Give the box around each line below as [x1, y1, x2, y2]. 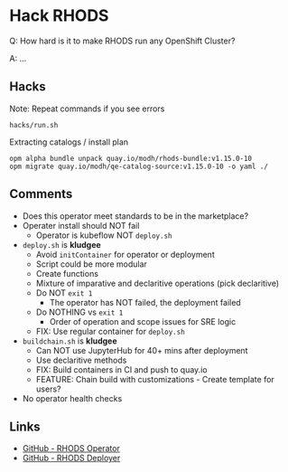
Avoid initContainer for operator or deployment [35, 249, 215, 260]
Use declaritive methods [35, 354, 127, 365]
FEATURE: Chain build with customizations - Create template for [35, 373, 275, 384]
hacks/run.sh [9, 120, 59, 129]
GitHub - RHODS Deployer [22, 453, 121, 464]
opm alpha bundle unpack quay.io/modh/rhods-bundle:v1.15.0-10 [9, 154, 253, 163]
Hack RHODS [9, 5, 109, 26]
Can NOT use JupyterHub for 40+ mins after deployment [35, 345, 248, 355]
